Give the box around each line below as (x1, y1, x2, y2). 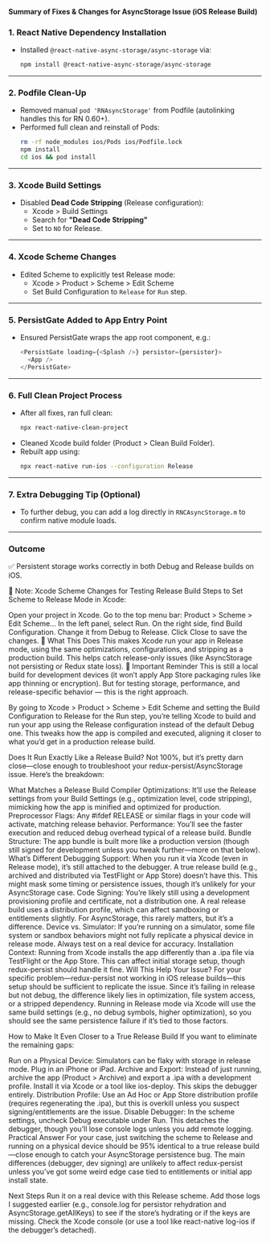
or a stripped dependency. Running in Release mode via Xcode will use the (8, 999, 256, 1009)
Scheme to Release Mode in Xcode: (8, 595, 127, 604)
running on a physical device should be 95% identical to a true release (8, 1142, 242, 1151)
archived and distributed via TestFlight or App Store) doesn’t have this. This (8, 871, 259, 880)
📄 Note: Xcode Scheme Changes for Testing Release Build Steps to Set (8, 587, 243, 596)
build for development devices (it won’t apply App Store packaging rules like (8, 670, 261, 680)
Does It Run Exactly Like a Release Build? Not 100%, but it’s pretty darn (8, 752, 243, 763)
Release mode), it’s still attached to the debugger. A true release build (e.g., (8, 862, 258, 872)
